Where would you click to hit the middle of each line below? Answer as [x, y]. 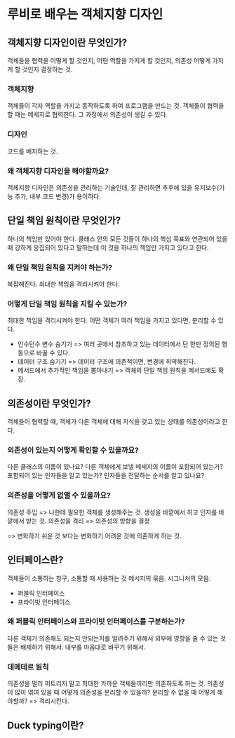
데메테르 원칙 [28, 667]
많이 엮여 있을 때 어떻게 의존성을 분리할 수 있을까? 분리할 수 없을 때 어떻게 [115, 692]
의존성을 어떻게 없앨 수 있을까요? [59, 496]
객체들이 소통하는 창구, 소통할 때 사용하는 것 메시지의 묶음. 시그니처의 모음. [109, 578]
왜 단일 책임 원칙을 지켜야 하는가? [60, 267]
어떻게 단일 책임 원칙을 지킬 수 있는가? [67, 303]
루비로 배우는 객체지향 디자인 [85, 14]
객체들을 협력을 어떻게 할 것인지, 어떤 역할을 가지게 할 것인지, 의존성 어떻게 [109, 61]
